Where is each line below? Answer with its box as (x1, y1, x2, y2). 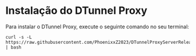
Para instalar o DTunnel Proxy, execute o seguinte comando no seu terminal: (5, 23, 190, 30)
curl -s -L (5, 34, 32, 40)
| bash (5, 44, 22, 50)
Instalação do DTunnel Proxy (5, 4, 147, 17)
